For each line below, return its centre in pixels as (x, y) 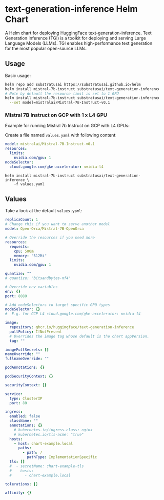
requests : (19, 247)
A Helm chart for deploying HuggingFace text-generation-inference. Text (78, 33)
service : (14, 394)
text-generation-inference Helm (72, 9)
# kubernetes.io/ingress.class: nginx (53, 430)
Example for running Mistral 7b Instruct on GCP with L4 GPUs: (67, 126)
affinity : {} (18, 493)
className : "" (24, 421)
